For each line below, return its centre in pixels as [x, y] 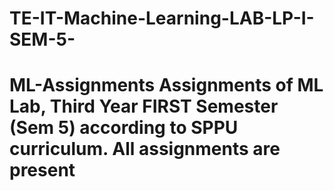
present [42, 170]
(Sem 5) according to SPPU [124, 128]
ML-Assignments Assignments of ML [166, 85]
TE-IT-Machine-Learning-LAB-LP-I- [162, 18]
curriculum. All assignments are [145, 149]
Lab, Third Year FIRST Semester [144, 106]
